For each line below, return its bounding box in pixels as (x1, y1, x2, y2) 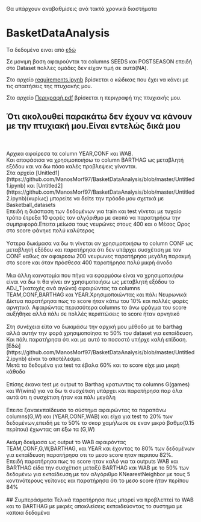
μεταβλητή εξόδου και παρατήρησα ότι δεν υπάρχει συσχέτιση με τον (6, 246, 182, 253)
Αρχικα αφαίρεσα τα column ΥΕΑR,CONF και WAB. (6, 150, 134, 157)
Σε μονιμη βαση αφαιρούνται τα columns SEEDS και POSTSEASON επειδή (6, 57, 193, 65)
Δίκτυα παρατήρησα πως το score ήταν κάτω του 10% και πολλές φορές (6, 297, 188, 304)
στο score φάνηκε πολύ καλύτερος (6, 226, 95, 234)
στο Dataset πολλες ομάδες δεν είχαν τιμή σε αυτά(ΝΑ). (6, 64, 149, 71)
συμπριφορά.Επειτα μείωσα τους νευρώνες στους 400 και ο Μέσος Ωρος (6, 220, 191, 228)
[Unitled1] (36, 169, 60, 176)
